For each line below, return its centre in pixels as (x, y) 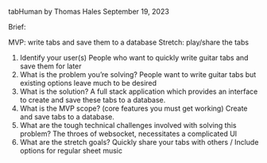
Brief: (17, 27)
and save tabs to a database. (67, 117)
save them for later (50, 66)
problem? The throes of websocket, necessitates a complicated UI (128, 134)
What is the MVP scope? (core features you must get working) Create (133, 108)
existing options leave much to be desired (88, 83)
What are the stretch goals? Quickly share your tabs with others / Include (139, 142)
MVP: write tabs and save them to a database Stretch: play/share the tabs (128, 42)
